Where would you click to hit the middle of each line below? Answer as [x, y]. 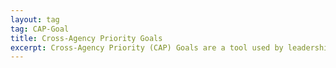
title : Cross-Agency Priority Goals [86, 38]
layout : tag [35, 19]
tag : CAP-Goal [40, 29]
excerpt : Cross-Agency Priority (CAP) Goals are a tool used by [147, 47]
